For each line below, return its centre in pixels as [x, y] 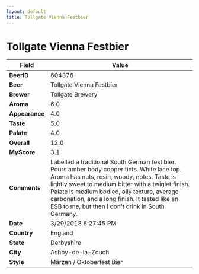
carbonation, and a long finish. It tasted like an [114, 199]
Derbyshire [66, 243]
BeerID [19, 75]
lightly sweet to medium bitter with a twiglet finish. [120, 184]
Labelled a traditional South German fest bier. [113, 162]
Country [21, 233]
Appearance [27, 114]
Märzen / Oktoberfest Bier [86, 262]
